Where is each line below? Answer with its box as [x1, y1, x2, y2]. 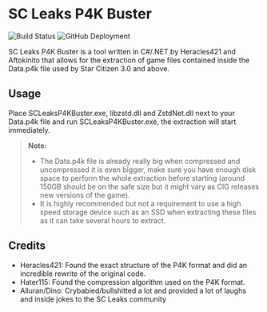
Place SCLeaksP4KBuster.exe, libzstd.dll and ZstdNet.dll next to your [8, 108, 236, 118]
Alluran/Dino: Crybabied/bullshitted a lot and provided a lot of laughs [19, 286, 246, 295]
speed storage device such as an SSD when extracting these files [39, 207, 257, 217]
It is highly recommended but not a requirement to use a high [39, 198, 241, 208]
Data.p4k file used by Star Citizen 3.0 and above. [8, 63, 170, 73]
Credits [8, 239, 46, 253]
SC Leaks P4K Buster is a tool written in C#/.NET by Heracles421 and [8, 46, 236, 56]
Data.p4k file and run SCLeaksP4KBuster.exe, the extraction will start [8, 117, 237, 126]
